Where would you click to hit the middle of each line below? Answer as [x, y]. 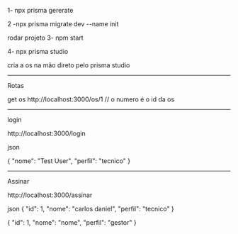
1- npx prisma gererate [40, 10]
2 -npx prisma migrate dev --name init [63, 24]
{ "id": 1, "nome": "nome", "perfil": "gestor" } [72, 222]
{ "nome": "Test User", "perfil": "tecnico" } [69, 161]
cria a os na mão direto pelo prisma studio [69, 65]
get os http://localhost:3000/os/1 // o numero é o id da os [91, 99]
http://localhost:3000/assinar [50, 195]
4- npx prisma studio [38, 51]
